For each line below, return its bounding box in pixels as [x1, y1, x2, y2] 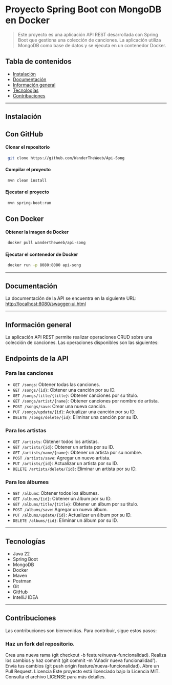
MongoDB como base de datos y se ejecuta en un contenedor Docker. [17, 42, 166, 48]
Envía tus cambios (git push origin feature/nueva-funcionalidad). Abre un [5, 663, 159, 669]
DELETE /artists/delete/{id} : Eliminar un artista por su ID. [12, 466, 137, 472]
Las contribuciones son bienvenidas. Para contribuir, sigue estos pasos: [5, 627, 157, 634]
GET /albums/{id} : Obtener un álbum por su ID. [12, 496, 112, 502]
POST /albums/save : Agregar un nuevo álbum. [12, 507, 108, 513]
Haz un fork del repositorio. [5, 640, 75, 647]
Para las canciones [5, 370, 54, 377]
